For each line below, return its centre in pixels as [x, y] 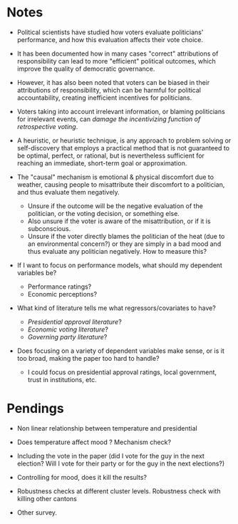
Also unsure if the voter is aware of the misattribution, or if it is [119, 221]
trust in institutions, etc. [62, 379]
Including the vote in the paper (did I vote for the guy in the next [110, 456]
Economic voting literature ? [68, 329]
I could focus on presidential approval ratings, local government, [122, 372]
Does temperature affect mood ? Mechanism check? [94, 442]
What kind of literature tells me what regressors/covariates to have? [117, 308]
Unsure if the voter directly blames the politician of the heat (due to [126, 236]
